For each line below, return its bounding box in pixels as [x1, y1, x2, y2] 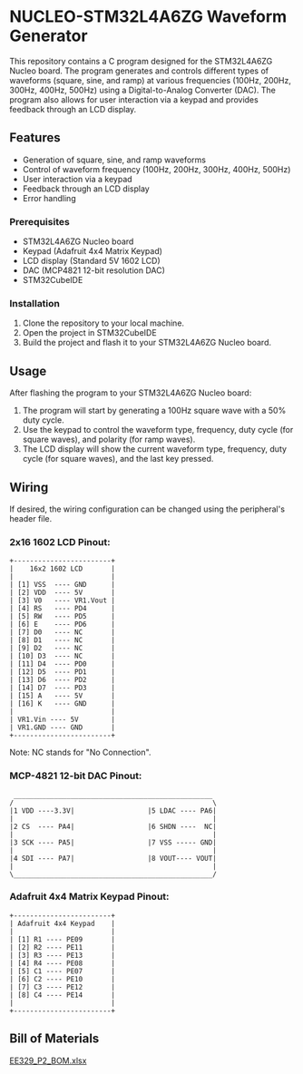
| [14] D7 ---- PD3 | [9, 683, 116, 693]
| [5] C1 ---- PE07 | [9, 966, 116, 976]
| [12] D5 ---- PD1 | [9, 668, 116, 677]
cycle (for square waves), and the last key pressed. [22, 454, 214, 464]
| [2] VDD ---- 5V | [9, 588, 116, 598]
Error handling [22, 192, 76, 203]
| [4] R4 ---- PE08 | [9, 959, 116, 968]
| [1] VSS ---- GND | [9, 581, 116, 590]
